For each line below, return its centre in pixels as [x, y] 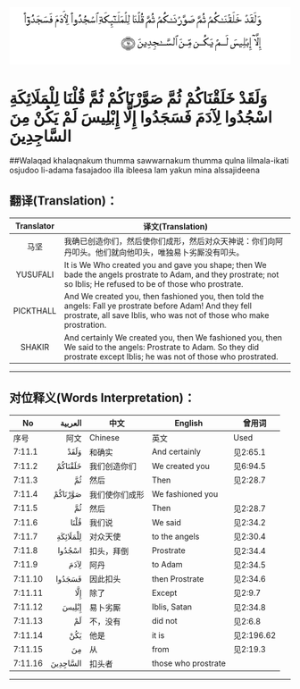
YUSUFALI [35, 274]
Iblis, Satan [172, 607]
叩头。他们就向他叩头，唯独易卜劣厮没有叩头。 [158, 252]
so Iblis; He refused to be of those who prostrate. [154, 284]
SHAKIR [35, 347]
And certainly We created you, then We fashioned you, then [173, 337]
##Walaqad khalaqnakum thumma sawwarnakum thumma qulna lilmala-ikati [149, 161]
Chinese [104, 438]
